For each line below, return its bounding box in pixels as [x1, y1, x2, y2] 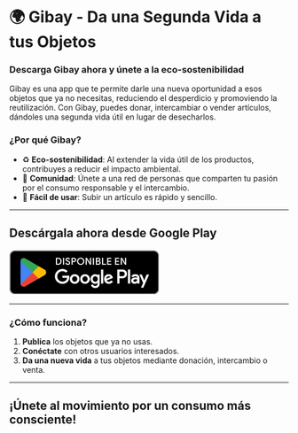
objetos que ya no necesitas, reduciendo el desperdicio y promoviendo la [9, 93, 278, 104]
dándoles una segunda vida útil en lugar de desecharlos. [9, 112, 216, 122]
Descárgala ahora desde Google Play [9, 226, 217, 241]
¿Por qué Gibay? [9, 134, 82, 146]
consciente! [9, 413, 77, 428]
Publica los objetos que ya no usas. [21, 336, 153, 346]
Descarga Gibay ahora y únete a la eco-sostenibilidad [9, 64, 245, 76]
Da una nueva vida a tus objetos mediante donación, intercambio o [21, 355, 268, 366]
